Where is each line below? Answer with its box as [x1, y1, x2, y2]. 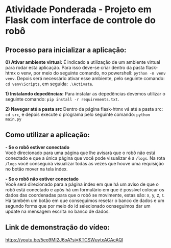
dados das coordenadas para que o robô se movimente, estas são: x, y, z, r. [5, 192, 165, 198]
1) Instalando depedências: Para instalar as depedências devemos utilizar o [5, 91, 166, 96]
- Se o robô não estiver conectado [5, 176, 79, 182]
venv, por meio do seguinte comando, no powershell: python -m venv [21, 70, 166, 76]
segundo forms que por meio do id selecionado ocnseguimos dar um [5, 203, 151, 209]
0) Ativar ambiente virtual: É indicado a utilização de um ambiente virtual [5, 59, 160, 65]
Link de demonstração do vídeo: [5, 223, 110, 232]
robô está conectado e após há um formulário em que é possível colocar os [5, 186, 164, 192]
